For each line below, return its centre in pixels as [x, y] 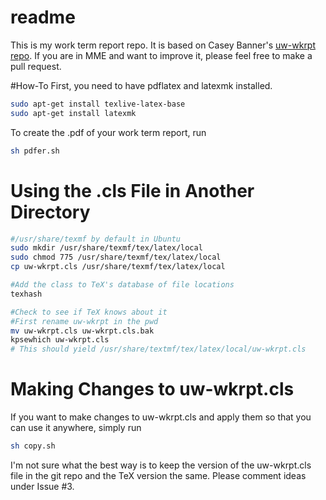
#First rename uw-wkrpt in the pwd [84, 321]
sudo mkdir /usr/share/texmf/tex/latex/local [106, 248]
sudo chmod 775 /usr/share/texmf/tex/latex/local [116, 257]
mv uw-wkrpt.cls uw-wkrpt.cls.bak [82, 331]
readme [43, 17]
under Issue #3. [42, 486]
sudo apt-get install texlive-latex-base [98, 104]
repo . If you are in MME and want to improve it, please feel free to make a [161, 55]
